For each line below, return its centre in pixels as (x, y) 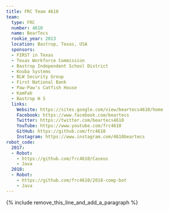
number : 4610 (27, 28)
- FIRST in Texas (32, 55)
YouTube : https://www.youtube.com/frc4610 (69, 126)
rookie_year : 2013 (34, 39)
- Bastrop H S (28, 98)
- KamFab (22, 93)
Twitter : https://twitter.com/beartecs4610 (70, 121)
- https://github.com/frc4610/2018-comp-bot (72, 180)
